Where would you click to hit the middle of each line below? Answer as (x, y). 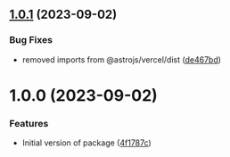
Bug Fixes (31, 40)
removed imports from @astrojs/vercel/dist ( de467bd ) (121, 59)
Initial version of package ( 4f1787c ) (86, 143)
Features (29, 123)
